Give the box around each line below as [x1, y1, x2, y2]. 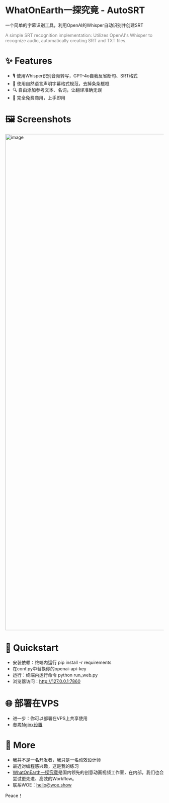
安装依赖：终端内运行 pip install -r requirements [12, 659, 112, 665]
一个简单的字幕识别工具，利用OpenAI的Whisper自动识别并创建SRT [5, 22, 144, 28]
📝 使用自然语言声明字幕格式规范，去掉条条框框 [12, 80, 110, 86]
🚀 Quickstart [5, 642, 59, 653]
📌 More [5, 739, 36, 751]
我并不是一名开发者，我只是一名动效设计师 [12, 757, 101, 763]
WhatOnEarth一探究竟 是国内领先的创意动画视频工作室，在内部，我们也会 [12, 769, 164, 775]
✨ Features [5, 55, 53, 67]
